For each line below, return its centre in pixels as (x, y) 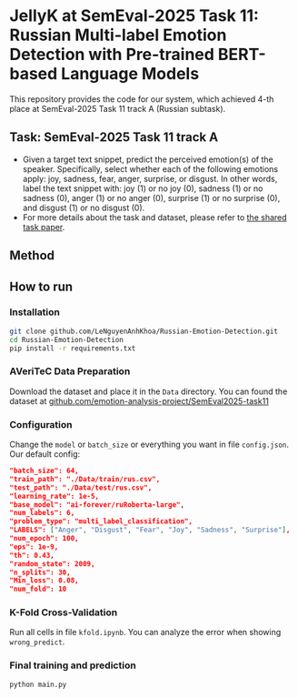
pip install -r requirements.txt (73, 348)
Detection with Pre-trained (112, 55)
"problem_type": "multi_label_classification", (101, 521)
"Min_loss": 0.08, (44, 581)
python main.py (38, 684)
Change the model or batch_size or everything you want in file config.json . (149, 445)
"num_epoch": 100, (44, 539)
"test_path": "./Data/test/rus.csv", (81, 488)
